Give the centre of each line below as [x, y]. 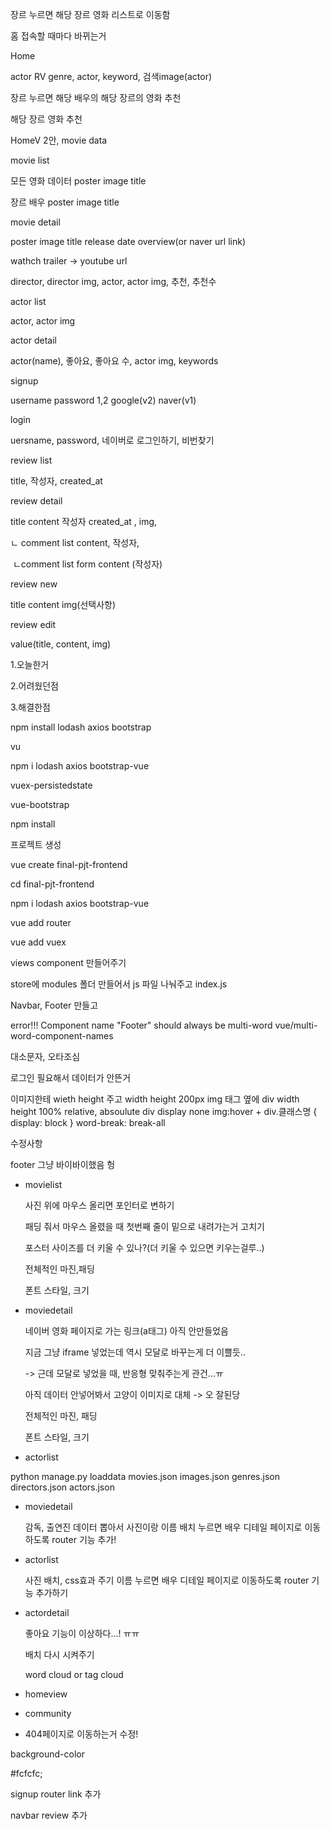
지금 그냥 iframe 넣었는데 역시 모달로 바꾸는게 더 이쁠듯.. [135, 1352]
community [48, 1713]
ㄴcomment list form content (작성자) [87, 564]
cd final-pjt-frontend [52, 884]
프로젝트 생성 [36, 844]
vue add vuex [38, 942]
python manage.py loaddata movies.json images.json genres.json [145, 1476]
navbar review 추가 [49, 1815]
